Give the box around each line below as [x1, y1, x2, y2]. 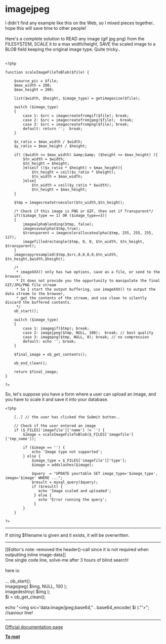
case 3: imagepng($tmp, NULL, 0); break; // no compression [23, 334, 149, 339]
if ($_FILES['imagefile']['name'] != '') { [14, 428, 105, 433]
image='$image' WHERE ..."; [5, 475, 63, 480]
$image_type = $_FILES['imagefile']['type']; [31, 458, 127, 463]
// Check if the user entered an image [14, 423, 96, 428]
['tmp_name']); [5, 436, 37, 441]
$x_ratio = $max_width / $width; [14, 139, 83, 144]
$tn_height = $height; [23, 161, 70, 166]
